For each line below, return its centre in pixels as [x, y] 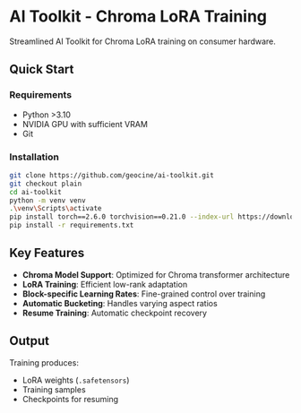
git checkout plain [46, 184]
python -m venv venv [48, 200]
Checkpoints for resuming [70, 399]
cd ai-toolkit [36, 192]
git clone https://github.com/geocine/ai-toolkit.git [112, 175]
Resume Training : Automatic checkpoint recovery [115, 313]
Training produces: [44, 362]
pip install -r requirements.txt [72, 226]
